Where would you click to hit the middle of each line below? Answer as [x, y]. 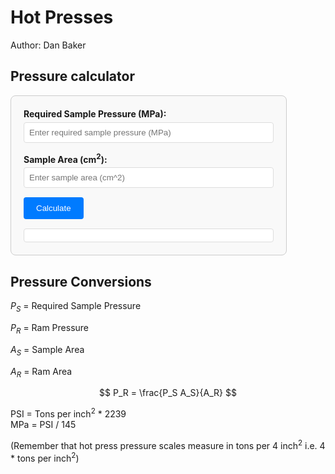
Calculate [54, 208]
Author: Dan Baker [48, 45]
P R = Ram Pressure [50, 329]
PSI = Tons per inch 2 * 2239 [68, 413]
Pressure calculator [72, 76]
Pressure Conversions [81, 281]
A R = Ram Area [41, 372]
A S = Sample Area [47, 350]
